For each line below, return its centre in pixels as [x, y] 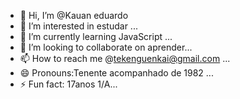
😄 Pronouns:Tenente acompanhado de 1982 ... [116, 73]
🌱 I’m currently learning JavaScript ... [96, 36]
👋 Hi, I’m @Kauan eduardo [74, 15]
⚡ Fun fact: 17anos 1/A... [68, 84]
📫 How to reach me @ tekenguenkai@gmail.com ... [125, 58]
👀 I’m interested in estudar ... [78, 26]
